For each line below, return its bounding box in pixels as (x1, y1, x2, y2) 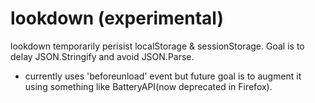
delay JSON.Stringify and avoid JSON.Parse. (10, 50, 195, 62)
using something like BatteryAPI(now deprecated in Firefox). (24, 80, 273, 92)
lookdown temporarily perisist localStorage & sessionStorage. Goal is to (10, 40, 305, 52)
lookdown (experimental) (10, 7, 225, 30)
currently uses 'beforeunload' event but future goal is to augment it (24, 70, 302, 82)
